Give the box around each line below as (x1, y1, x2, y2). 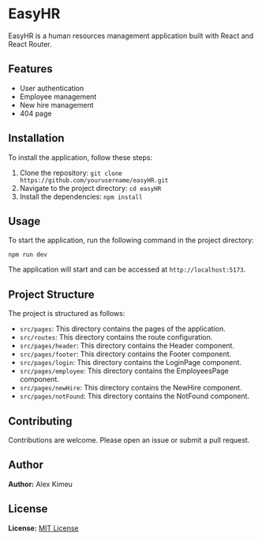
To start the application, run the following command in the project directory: (8, 235, 254, 245)
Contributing (8, 414, 73, 428)
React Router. (8, 39, 52, 48)
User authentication (19, 83, 84, 93)
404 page (19, 108, 52, 118)
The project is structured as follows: (8, 309, 125, 318)
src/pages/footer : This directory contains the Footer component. (19, 349, 232, 359)
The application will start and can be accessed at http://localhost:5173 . (8, 264, 246, 274)
